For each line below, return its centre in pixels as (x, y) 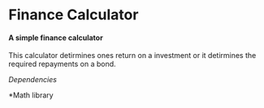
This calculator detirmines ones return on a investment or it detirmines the (132, 56)
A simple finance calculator (56, 37)
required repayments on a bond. (62, 64)
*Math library (31, 95)
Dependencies (32, 80)
